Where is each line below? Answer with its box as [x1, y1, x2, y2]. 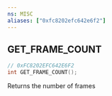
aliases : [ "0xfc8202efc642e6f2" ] [7, 17, 106, 24]
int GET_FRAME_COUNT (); [7, 69, 78, 76]
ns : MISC [7, 10, 33, 18]
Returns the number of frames [7, 82, 96, 90]
